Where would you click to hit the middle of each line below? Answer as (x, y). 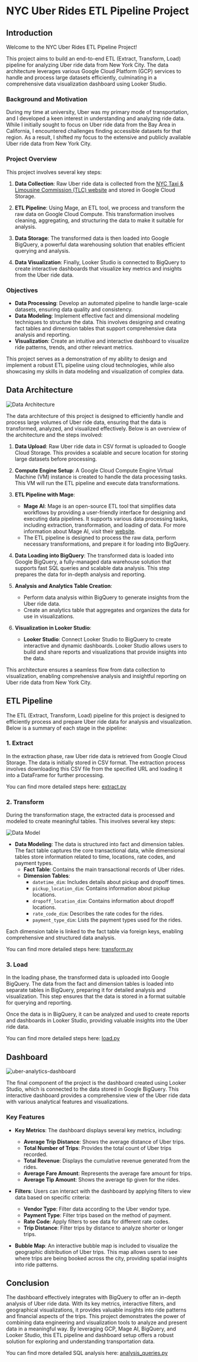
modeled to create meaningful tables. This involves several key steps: (91, 821)
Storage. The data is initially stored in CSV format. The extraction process (96, 762)
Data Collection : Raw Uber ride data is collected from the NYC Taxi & (99, 183)
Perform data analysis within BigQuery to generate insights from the (106, 597)
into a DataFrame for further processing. (55, 775)
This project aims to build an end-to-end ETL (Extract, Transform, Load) (94, 58)
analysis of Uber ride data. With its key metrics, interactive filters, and (91, 1304)
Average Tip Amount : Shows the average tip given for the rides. (102, 1179)
